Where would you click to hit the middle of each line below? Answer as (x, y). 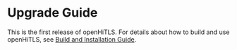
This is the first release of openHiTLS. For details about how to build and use (119, 32)
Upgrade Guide (53, 13)
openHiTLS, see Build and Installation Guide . (72, 39)
